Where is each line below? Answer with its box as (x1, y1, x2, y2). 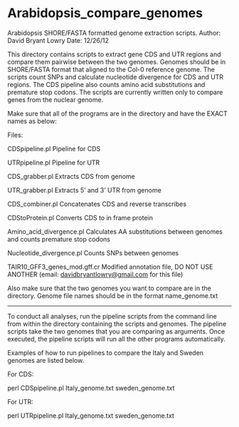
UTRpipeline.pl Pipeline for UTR (7, 158, 100, 167)
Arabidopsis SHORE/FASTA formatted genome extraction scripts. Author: (7, 29, 221, 37)
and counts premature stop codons (7, 235, 111, 243)
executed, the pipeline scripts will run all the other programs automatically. (7, 334, 226, 343)
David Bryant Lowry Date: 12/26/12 (7, 36, 109, 44)
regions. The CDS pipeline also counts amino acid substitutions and (7, 80, 206, 88)
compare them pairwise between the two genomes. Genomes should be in (7, 57, 226, 66)
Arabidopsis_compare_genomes (7, 5, 203, 21)
